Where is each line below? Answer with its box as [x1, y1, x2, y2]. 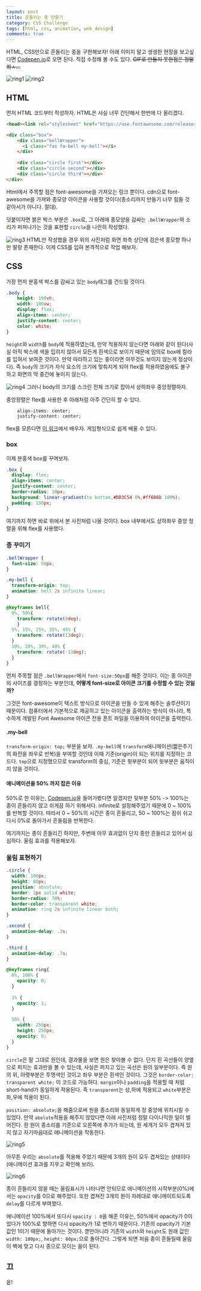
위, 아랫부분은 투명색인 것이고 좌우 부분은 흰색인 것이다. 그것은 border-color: [12, 1071, 194, 1078]
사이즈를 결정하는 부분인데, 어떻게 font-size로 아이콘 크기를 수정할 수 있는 [12, 679, 184, 687]
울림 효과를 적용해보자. [23, 837, 77, 844]
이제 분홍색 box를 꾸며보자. [6, 455, 70, 462]
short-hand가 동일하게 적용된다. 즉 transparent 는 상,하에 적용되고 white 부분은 [6, 1086, 191, 1093]
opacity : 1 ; [17, 1000, 47, 1006]
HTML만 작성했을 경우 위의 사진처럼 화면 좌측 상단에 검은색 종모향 [26, 236, 181, 243]
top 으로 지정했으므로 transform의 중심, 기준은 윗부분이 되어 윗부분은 [19, 757, 179, 764]
